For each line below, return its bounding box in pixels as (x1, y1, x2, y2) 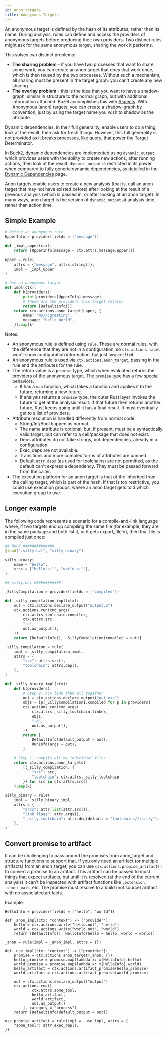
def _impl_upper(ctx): (5, 243, 52, 248)
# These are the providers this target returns (23, 299, 124, 304)
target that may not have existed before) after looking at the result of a (5, 186, 150, 192)
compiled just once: (5, 534, 46, 540)
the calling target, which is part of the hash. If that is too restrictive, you (12, 479, 160, 485)
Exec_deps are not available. (19, 447, 79, 453)
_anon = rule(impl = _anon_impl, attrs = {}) (5, 940, 101, 945)
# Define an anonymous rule (5, 230, 64, 235)
